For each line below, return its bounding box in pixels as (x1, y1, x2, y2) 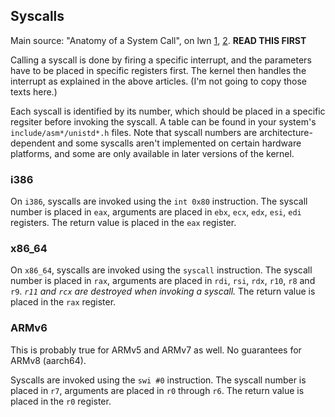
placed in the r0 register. (10, 395, 112, 407)
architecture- (259, 126, 313, 138)
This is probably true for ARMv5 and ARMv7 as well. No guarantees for (10, 344, 302, 356)
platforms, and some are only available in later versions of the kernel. (10, 147, 295, 159)
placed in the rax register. (10, 296, 117, 308)
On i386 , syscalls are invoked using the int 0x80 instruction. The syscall (10, 195, 308, 208)
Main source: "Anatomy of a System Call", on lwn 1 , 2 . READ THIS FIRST (10, 34, 307, 46)
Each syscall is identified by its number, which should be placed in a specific (10, 105, 326, 117)
